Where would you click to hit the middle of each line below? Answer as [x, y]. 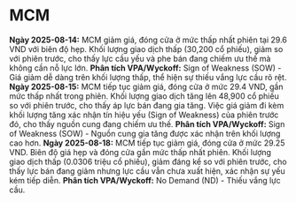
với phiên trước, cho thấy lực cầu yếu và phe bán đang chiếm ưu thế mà [140, 58]
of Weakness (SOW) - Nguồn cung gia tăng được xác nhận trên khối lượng [145, 133]
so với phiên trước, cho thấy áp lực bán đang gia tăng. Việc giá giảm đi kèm [147, 105]
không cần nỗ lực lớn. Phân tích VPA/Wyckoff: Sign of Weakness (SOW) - [145, 68]
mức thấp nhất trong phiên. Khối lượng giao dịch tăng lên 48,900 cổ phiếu [144, 96]
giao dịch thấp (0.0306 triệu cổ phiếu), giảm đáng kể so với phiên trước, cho [148, 161]
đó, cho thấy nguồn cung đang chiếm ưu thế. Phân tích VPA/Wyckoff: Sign [147, 123]
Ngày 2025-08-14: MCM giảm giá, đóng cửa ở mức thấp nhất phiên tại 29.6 [148, 40]
